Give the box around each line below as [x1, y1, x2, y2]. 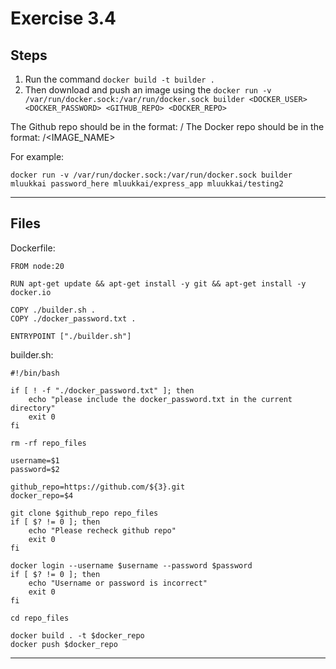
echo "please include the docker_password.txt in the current [28, 394, 293, 404]
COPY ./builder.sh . [10, 305, 97, 315]
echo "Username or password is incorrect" [28, 578, 208, 588]
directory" [10, 403, 56, 413]
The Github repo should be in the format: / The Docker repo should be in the [10, 121, 325, 132]
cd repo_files [10, 613, 70, 623]
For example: [10, 151, 65, 162]
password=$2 [10, 464, 60, 474]
